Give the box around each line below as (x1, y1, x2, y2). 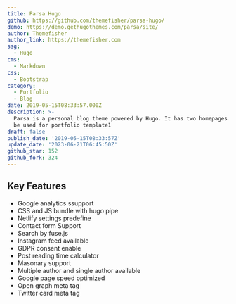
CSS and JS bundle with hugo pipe (17, 206, 119, 215)
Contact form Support (17, 221, 81, 229)
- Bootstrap (13, 75, 49, 83)
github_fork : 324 (7, 154, 58, 162)
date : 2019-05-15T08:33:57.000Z (7, 102, 102, 109)
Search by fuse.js (17, 229, 69, 237)
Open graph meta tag (17, 281, 79, 289)
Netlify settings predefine (17, 214, 91, 222)
